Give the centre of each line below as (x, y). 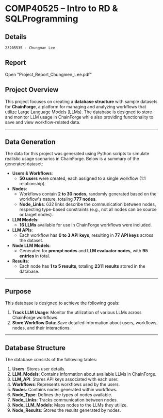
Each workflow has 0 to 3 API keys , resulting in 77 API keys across (86, 235)
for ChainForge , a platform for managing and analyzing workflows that (76, 106)
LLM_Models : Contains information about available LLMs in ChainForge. (84, 374)
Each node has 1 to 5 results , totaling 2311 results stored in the (82, 266)
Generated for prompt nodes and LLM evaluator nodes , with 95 (83, 251)
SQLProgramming (42, 19)
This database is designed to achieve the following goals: (62, 303)
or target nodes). (36, 215)
